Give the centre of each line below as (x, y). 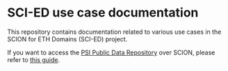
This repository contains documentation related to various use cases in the (114, 32)
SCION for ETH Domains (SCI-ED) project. (67, 39)
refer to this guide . (34, 59)
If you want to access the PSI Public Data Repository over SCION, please (111, 52)
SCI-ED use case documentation (103, 13)
